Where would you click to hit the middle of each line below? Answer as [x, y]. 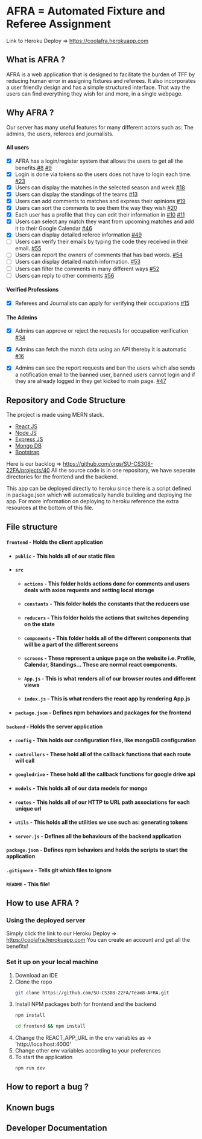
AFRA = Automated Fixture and [86, 11]
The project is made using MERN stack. [55, 415]
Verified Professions [33, 290]
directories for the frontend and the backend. [62, 477]
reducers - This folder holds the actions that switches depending [106, 618]
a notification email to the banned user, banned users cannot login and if [105, 375]
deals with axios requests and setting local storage [89, 590]
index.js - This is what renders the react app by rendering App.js [107, 699]
